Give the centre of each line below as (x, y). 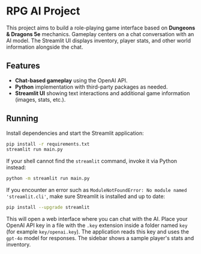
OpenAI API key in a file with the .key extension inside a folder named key (97, 225)
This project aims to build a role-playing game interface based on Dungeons (101, 28)
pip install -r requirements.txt (48, 144)
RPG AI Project (43, 11)
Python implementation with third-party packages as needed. (91, 87)
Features (23, 66)
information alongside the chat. (45, 47)
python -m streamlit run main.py (48, 179)
